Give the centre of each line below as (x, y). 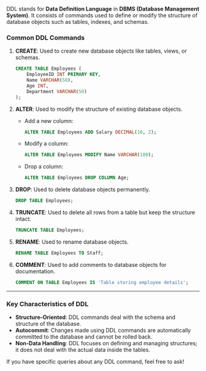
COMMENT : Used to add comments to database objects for (91, 264)
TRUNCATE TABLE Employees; (50, 230)
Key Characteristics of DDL (48, 304)
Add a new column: (49, 121)
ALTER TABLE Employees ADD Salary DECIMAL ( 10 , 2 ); (90, 132)
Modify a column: (47, 144)
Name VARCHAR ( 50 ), (50, 80)
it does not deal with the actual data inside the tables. (82, 350)
